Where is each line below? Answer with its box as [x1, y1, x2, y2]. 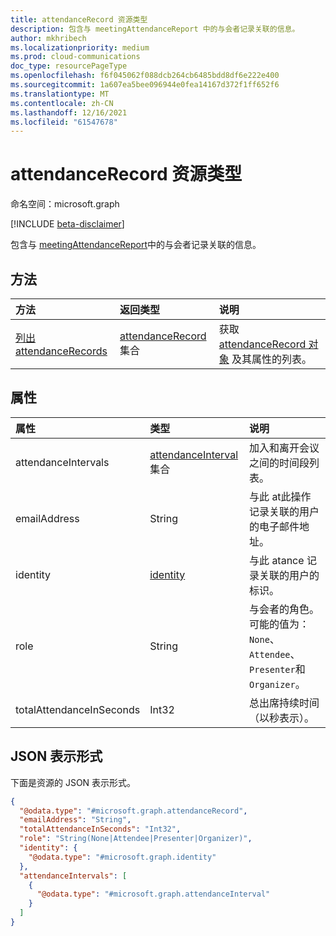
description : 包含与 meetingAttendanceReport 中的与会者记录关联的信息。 [10, 24, 300, 34]
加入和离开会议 [249, 441, 320, 455]
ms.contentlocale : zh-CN [10, 98, 114, 108]
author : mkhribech [10, 33, 87, 43]
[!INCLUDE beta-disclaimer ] [10, 218, 125, 230]
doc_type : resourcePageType [10, 61, 128, 71]
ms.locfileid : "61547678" [10, 117, 118, 127]
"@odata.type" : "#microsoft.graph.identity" [28, 852, 217, 862]
